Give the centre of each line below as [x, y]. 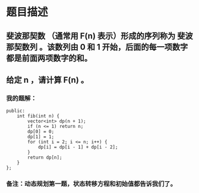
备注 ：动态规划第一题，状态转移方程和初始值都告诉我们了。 [91, 184]
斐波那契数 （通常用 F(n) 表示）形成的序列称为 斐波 [99, 36]
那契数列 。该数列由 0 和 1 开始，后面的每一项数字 [97, 47]
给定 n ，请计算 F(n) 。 [48, 80]
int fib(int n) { [38, 116]
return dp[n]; [45, 157]
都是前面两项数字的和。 [49, 58]
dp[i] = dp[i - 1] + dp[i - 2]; [78, 147]
